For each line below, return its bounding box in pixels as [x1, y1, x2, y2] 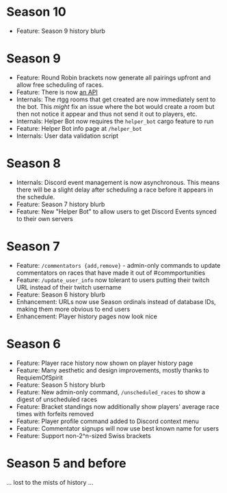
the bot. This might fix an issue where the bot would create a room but [16, 102, 215, 110]
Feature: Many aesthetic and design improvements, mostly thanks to [16, 366, 209, 374]
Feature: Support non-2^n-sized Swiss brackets [16, 431, 151, 440]
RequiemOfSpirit [16, 373, 63, 381]
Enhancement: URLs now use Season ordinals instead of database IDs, [16, 297, 216, 305]
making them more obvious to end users [16, 305, 131, 313]
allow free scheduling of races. [16, 80, 104, 89]
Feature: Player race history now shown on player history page [16, 359, 193, 367]
